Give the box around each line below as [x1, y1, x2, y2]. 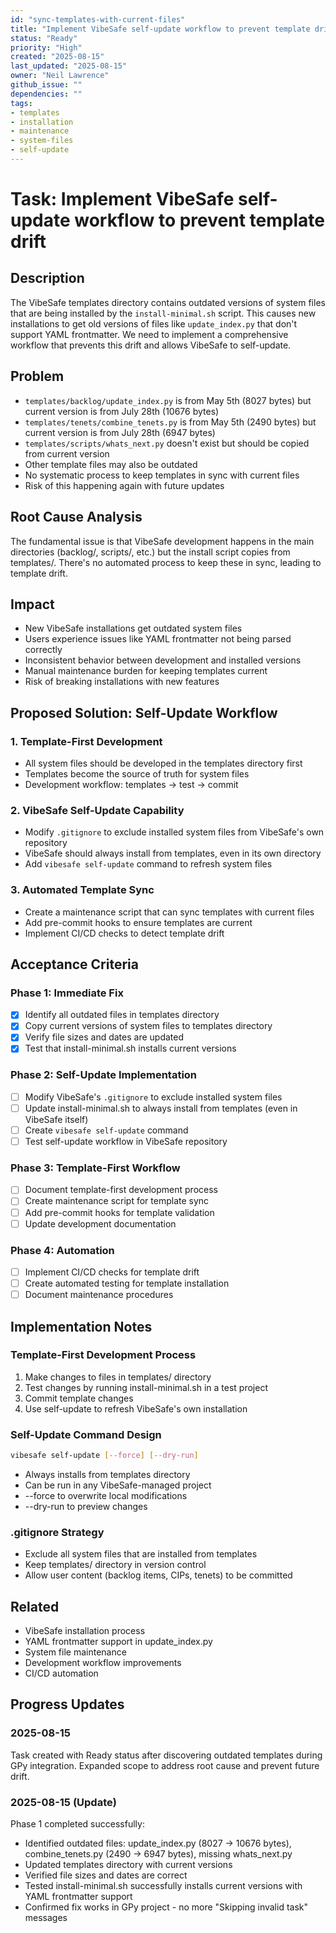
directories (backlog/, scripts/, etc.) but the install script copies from [10, 546, 291, 558]
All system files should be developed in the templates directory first [24, 757, 303, 769]
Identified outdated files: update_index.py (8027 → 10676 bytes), [24, 1837, 292, 1850]
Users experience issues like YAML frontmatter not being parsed [24, 633, 292, 645]
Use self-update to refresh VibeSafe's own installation [24, 1402, 248, 1415]
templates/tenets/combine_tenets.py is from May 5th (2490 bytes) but [24, 416, 317, 428]
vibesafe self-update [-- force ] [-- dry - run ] [10, 1451, 199, 1461]
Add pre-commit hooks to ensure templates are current [24, 916, 253, 928]
